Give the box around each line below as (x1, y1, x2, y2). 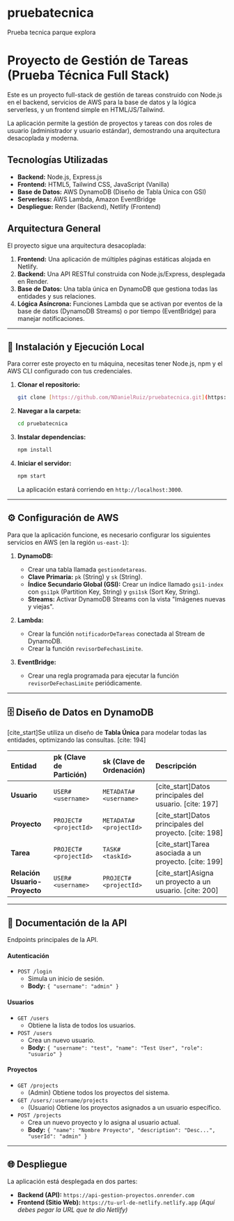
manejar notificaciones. (17, 314, 85, 322)
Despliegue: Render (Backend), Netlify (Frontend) (17, 202, 162, 210)
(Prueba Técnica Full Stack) (7, 68, 170, 83)
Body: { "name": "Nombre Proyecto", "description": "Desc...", (27, 1125, 216, 1134)
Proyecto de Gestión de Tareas (7, 52, 189, 69)
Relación (10, 869, 40, 878)
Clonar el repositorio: (17, 380, 80, 389)
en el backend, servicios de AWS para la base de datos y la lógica (7, 98, 196, 106)
